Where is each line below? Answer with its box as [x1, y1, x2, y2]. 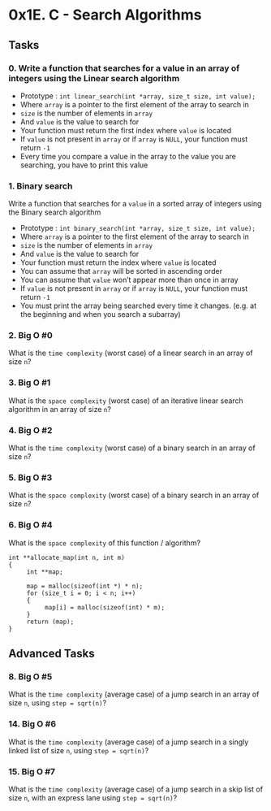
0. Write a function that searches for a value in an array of [8, 63, 240, 74]
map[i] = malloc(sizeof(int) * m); [44, 603, 165, 611]
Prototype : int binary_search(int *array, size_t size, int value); [19, 223, 256, 233]
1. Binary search [8, 180, 73, 192]
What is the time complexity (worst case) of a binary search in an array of [8, 443, 256, 453]
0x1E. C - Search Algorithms [8, 6, 202, 24]
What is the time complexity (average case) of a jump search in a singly [8, 737, 249, 747]
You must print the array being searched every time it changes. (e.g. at [19, 301, 257, 310]
